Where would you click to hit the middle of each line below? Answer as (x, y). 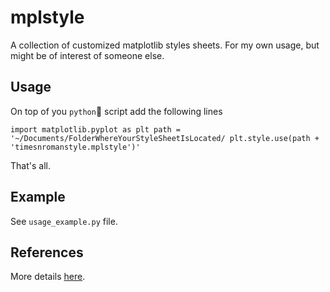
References (47, 252)
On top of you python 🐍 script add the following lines (116, 111)
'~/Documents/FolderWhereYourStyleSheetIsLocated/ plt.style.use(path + (165, 138)
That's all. (30, 165)
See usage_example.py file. (64, 221)
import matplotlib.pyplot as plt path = (96, 129)
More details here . (48, 277)
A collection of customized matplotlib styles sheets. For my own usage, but (165, 45)
